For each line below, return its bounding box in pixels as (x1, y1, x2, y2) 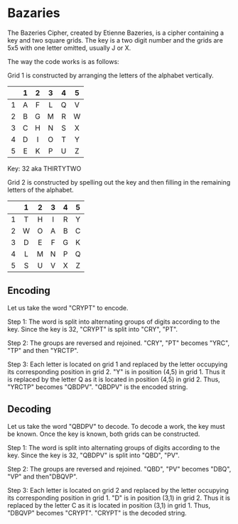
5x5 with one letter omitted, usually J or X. (7, 43, 131, 52)
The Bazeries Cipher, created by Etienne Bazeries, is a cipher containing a (7, 28, 225, 37)
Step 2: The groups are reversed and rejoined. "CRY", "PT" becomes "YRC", (7, 339, 230, 347)
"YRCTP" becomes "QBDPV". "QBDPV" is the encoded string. (7, 382, 188, 391)
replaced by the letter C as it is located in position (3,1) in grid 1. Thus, (7, 501, 211, 509)
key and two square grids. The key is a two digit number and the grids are (7, 36, 224, 44)
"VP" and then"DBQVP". (7, 472, 78, 481)
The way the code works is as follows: (7, 57, 119, 65)
